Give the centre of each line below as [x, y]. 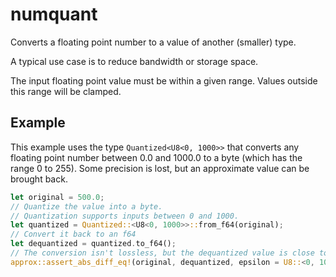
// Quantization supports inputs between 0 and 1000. [125, 216]
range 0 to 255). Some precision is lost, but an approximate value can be [160, 168]
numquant [54, 14]
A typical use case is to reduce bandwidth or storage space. [134, 61]
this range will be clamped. [66, 91]
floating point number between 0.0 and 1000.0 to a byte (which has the [156, 157]
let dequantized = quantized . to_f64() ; [93, 244]
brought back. [39, 179]
